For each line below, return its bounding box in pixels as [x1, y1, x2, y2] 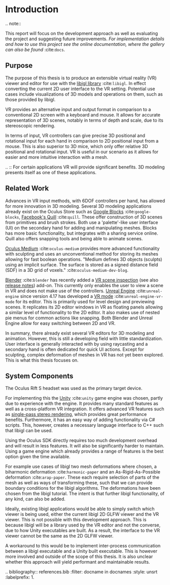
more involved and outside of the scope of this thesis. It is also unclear [5, 553, 153, 560]
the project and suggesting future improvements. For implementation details [5, 36, 165, 42]
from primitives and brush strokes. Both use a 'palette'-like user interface [5, 219, 158, 225]
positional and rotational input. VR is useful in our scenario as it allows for [5, 149, 159, 155]
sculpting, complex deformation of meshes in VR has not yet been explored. [5, 351, 164, 357]
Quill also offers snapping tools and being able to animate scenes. [5, 235, 143, 241]
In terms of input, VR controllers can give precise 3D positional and [5, 132, 146, 138]
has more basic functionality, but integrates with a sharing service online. [5, 230, 158, 236]
